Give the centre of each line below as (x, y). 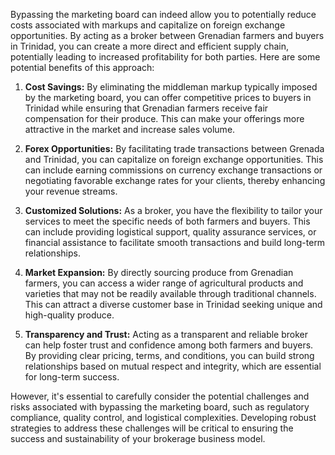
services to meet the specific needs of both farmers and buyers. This (167, 221)
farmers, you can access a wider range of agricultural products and (164, 283)
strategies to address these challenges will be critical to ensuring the (152, 428)
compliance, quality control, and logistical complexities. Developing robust (163, 417)
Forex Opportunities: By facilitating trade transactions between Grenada (174, 148)
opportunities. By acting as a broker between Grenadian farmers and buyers (167, 35)
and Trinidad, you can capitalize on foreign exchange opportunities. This (174, 159)
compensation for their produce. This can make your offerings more (164, 118)
